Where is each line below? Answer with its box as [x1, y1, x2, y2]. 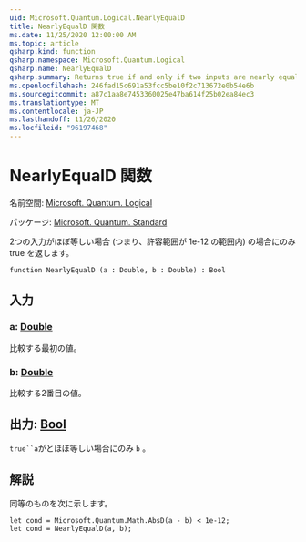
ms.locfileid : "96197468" [9, 124, 107, 133]
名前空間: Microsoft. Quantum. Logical [9, 197, 153, 208]
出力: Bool [9, 416, 66, 433]
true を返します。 [9, 247, 75, 258]
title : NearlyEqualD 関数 [9, 22, 105, 31]
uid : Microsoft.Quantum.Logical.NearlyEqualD [9, 13, 185, 23]
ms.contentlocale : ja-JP [9, 107, 104, 116]
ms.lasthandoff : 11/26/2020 [9, 115, 117, 124]
